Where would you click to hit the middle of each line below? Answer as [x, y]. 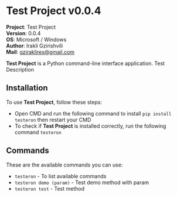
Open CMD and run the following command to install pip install [93, 113]
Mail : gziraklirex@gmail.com [40, 52]
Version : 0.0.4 [23, 33]
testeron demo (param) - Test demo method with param [82, 182]
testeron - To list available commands [60, 176]
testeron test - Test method [50, 188]
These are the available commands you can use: [64, 165]
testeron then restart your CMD [53, 120]
